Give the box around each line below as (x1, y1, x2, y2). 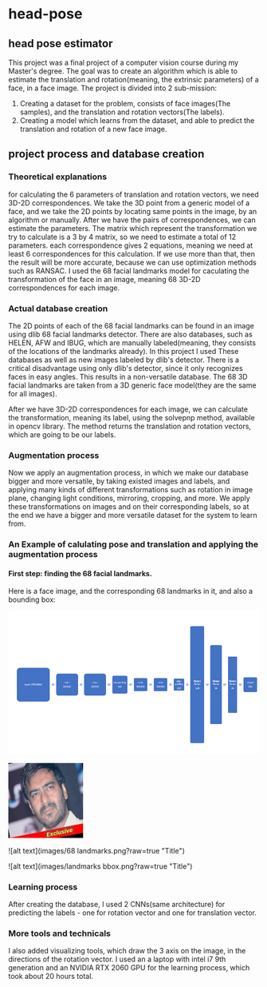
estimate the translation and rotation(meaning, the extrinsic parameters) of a (8, 75, 259, 84)
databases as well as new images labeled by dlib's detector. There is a (8, 355, 240, 364)
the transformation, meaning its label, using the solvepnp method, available (8, 412, 255, 422)
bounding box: (8, 595, 56, 604)
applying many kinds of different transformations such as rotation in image (8, 485, 253, 495)
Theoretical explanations (8, 171, 108, 182)
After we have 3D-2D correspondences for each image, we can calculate (8, 404, 249, 414)
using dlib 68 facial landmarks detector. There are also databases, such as (8, 329, 253, 339)
